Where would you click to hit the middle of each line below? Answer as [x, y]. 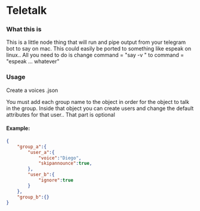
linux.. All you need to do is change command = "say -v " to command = [95, 55]
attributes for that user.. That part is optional [61, 114]
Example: [18, 128]
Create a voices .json [32, 90]
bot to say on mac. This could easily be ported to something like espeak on [99, 49]
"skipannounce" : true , [65, 164]
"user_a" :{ [41, 152]
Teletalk [26, 11]
